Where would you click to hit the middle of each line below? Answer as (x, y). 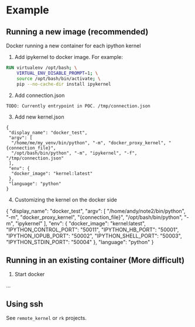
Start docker (30, 274)
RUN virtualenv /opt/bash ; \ (42, 68)
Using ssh (25, 304)
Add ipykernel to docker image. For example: (69, 57)
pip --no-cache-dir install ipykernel (64, 84)
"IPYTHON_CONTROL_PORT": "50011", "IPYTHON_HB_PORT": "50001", (93, 229)
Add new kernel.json (39, 117)
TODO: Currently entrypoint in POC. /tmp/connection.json (78, 106)
